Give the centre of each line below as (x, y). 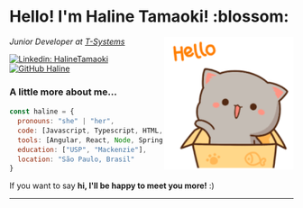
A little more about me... (63, 92)
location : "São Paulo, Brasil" (76, 159)
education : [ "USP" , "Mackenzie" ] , (82, 149)
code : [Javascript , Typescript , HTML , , (115, 131)
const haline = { (42, 112)
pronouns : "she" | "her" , (66, 122)
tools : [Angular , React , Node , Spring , (105, 140)
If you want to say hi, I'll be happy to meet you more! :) (112, 185)
